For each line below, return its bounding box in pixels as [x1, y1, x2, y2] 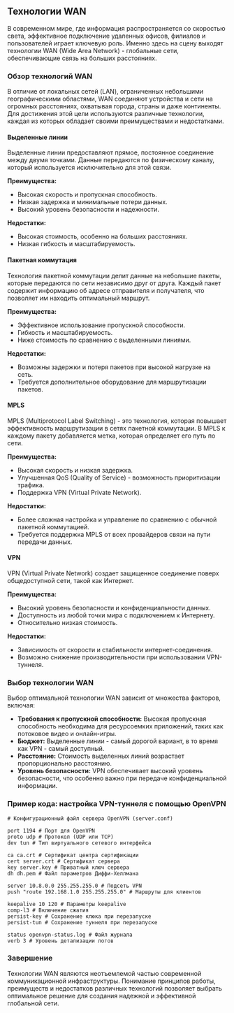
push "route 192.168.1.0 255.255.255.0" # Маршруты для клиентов [7, 888, 201, 896]
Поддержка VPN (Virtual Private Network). [17, 488, 142, 496]
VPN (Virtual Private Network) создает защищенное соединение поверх [7, 569, 219, 577]
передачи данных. [17, 538, 73, 546]
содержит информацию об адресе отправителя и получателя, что [7, 286, 205, 294]
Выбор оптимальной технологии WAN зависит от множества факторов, [7, 694, 221, 702]
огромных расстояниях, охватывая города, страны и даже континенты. [7, 102, 221, 110]
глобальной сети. [7, 999, 59, 1007]
